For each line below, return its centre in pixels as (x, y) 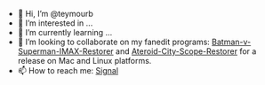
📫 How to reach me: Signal (68, 70)
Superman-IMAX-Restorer (65, 51)
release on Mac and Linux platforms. (84, 61)
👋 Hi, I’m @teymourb (55, 14)
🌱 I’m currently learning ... (65, 32)
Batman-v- (232, 42)
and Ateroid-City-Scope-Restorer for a (186, 51)
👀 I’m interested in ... (55, 23)
